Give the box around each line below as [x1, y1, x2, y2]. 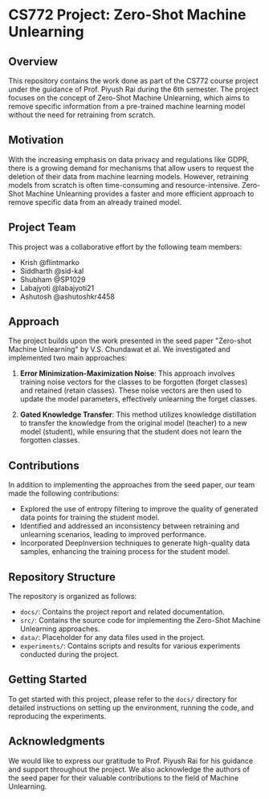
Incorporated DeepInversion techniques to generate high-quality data [19, 538, 251, 548]
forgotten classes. [19, 435, 80, 445]
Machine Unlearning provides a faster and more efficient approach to [25, 189, 255, 198]
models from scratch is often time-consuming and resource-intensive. [8, 180, 241, 190]
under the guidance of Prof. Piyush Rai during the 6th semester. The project [8, 84, 259, 94]
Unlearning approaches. [19, 624, 100, 634]
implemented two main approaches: [8, 353, 127, 363]
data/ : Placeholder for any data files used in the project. [19, 633, 206, 642]
